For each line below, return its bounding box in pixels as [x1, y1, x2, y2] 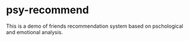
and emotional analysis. [6, 28, 63, 35]
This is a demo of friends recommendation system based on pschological [6, 23, 183, 29]
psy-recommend [6, 3, 90, 17]
